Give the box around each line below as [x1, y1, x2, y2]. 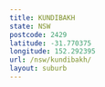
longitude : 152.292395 [9, 47, 96, 56]
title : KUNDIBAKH [9, 13, 76, 23]
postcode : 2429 [9, 30, 68, 39]
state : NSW [9, 22, 51, 31]
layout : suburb [9, 64, 68, 73]
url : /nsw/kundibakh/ [9, 55, 92, 64]
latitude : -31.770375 [9, 38, 92, 48]
